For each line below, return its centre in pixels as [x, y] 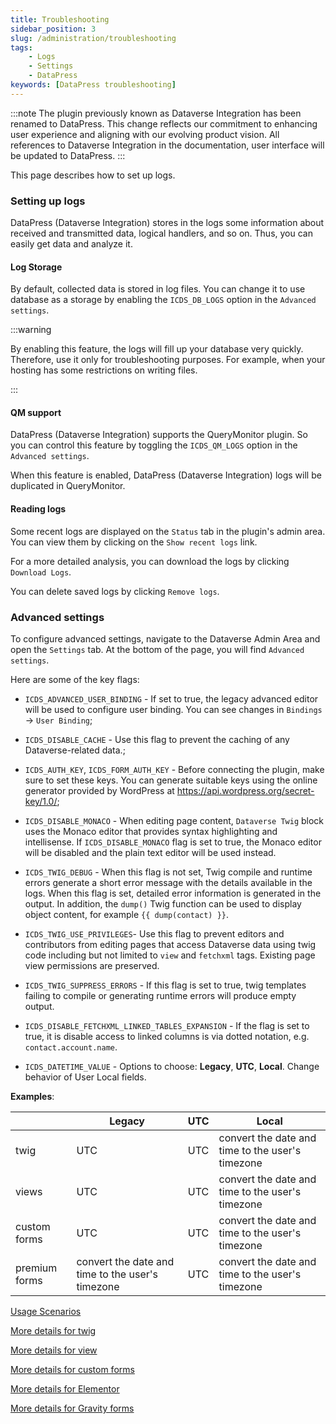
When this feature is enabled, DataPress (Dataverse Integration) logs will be [166, 475]
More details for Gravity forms [72, 1408]
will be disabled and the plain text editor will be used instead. [150, 852]
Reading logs [38, 509]
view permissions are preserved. [92, 965]
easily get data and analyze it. [71, 244]
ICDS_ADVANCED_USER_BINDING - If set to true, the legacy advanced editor [171, 698]
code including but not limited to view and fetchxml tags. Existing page [170, 955]
